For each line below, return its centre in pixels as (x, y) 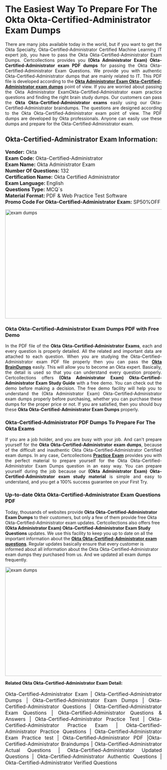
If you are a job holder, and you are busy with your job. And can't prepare (83, 440)
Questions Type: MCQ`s (34, 189)
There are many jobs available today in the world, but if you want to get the (83, 44)
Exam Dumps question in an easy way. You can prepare (99, 466)
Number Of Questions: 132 (37, 171)
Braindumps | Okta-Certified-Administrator (111, 744)
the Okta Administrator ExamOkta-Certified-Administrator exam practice (83, 92)
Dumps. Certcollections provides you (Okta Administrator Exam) (76, 60)
